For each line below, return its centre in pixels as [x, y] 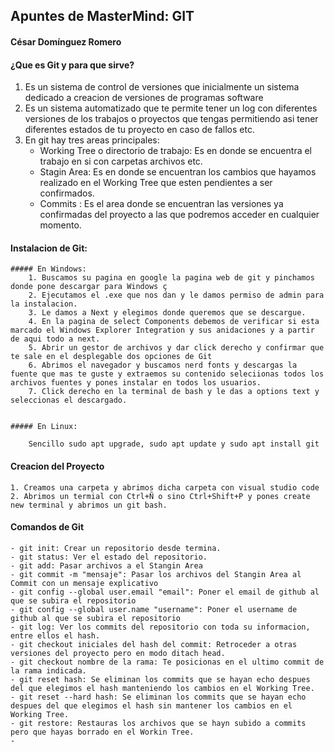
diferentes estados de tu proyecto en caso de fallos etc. [139, 130]
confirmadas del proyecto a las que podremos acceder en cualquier [179, 215]
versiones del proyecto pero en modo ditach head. [118, 653]
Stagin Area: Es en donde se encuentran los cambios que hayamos [178, 172]
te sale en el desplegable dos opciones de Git [111, 357]
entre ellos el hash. [55, 635]
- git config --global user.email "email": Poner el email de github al [165, 592]
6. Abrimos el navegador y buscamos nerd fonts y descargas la [163, 365]
